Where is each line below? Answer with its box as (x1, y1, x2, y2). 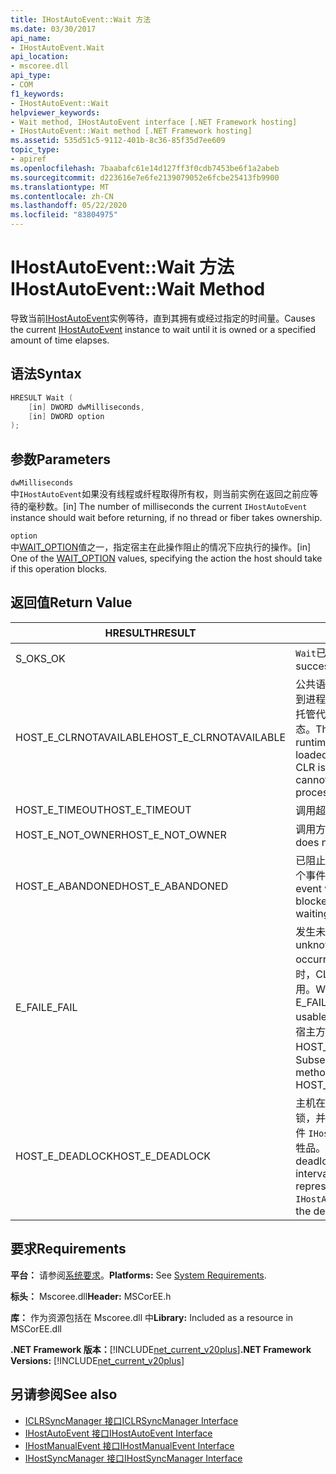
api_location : (10, 52, 70, 62)
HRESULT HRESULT (104, 626, 197, 640)
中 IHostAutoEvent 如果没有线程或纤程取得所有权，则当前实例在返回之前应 (10, 488, 310, 500)
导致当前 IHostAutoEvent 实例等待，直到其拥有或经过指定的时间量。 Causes (10, 312, 316, 324)
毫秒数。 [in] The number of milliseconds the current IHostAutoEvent (27, 501, 308, 513)
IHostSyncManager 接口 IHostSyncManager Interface (24, 1452, 243, 1464)
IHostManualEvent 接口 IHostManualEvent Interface (24, 1439, 235, 1451)
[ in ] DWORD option (28, 411, 105, 421)
